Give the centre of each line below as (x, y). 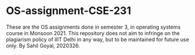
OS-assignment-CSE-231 (69, 11)
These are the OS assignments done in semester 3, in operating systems (93, 27)
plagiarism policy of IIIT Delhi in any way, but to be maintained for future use (98, 39)
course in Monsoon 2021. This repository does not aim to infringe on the (93, 33)
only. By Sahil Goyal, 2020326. (43, 46)
